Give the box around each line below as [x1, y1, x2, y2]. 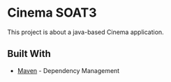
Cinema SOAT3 [7, 5, 97, 21]
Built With [7, 48, 51, 60]
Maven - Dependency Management [17, 66, 120, 74]
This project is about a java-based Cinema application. [7, 28, 164, 36]
